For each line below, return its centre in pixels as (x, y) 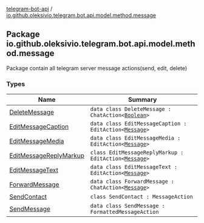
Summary (142, 100)
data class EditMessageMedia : (135, 138)
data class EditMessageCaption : (138, 124)
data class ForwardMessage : (132, 182)
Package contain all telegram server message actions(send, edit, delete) (97, 68)
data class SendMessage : (127, 206)
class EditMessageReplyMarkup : (137, 153)
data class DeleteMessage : (131, 109)
